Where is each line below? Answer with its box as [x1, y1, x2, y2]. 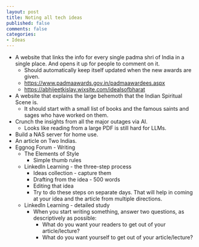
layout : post [6, 8, 39, 15]
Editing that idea [33, 182, 74, 189]
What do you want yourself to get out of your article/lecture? [42, 234, 194, 241]
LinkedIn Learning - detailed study [24, 202, 110, 209]
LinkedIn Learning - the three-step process [24, 163, 132, 170]
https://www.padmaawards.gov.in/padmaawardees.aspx [24, 79, 165, 87]
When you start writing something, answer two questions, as [33, 208, 184, 215]
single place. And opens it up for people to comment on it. [15, 60, 160, 67]
